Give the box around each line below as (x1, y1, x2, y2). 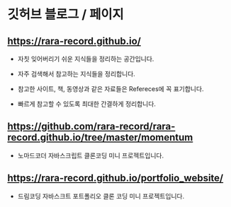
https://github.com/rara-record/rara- (7, 121, 176, 133)
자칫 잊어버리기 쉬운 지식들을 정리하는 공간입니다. (17, 54, 154, 63)
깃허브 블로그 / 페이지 (7, 6, 124, 23)
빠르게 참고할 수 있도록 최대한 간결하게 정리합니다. (17, 100, 156, 108)
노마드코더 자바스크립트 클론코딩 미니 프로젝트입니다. (17, 151, 164, 160)
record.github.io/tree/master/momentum (7, 131, 193, 143)
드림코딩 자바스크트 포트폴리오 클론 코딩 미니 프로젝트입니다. (17, 191, 185, 200)
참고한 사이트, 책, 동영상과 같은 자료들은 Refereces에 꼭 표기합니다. (17, 85, 204, 93)
